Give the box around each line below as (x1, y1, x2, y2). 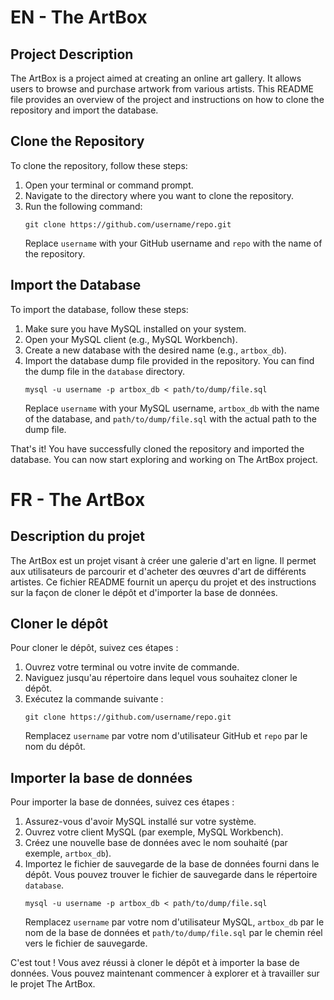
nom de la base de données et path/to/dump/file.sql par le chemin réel (24, 927, 323, 939)
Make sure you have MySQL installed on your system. (24, 322, 247, 335)
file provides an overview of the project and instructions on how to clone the (10, 94, 325, 105)
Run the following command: (24, 200, 143, 212)
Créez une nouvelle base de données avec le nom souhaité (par (24, 837, 288, 849)
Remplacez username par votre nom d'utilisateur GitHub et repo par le (24, 730, 308, 742)
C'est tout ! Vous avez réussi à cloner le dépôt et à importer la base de (10, 957, 300, 969)
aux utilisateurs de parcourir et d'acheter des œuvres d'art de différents (10, 565, 307, 577)
